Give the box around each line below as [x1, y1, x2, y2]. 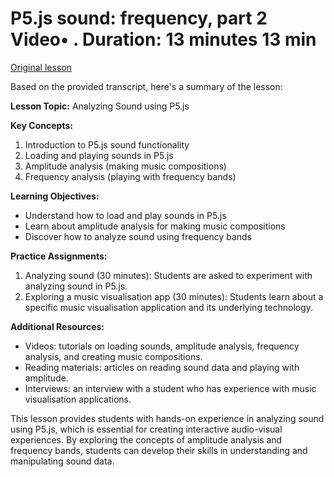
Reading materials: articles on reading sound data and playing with [24, 361, 300, 373]
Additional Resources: [10, 320, 105, 332]
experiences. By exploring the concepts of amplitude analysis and [10, 433, 283, 446]
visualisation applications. [24, 393, 132, 405]
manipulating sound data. [10, 455, 115, 467]
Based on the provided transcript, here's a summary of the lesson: [10, 80, 283, 92]
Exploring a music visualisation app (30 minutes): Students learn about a [24, 290, 324, 302]
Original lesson [10, 61, 72, 73]
